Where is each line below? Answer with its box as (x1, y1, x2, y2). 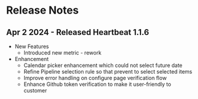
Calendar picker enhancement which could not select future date (23, 62, 183, 69)
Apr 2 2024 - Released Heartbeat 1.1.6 (6, 27, 149, 37)
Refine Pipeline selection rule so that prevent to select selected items (23, 68, 193, 75)
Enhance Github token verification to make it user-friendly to (23, 81, 171, 88)
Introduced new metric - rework (23, 49, 102, 56)
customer (23, 87, 47, 94)
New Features (14, 43, 49, 50)
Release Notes (6, 4, 79, 17)
